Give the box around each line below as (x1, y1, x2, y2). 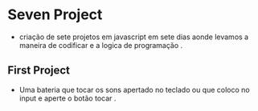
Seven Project (7, 6, 103, 24)
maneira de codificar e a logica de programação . (18, 40, 183, 50)
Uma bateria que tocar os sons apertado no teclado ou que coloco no (18, 85, 250, 94)
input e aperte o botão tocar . (18, 93, 117, 103)
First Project (7, 64, 70, 77)
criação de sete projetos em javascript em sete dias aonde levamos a (18, 32, 249, 42)
